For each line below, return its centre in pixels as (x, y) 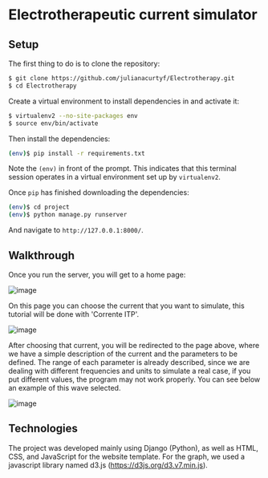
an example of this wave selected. (65, 387)
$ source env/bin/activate (53, 123)
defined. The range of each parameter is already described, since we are (129, 362)
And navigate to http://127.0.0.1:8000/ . (76, 230)
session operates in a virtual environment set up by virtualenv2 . (114, 177)
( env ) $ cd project (39, 207)
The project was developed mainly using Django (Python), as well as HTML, (134, 448)
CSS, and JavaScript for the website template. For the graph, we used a (127, 456)
